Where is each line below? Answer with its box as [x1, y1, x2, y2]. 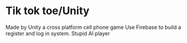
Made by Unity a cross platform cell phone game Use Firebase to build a [5, 24, 181, 31]
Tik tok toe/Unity [5, 4, 90, 18]
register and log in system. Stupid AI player [5, 29, 110, 37]
